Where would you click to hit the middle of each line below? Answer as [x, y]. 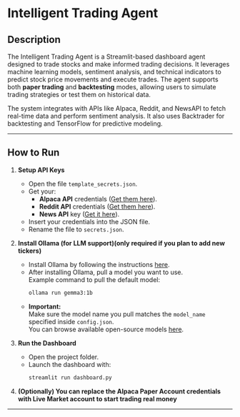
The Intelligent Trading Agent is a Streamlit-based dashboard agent [106, 56]
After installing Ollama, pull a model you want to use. [106, 272]
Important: [45, 306]
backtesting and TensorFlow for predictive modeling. [85, 124]
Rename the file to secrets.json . [76, 229]
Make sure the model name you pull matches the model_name [117, 314]
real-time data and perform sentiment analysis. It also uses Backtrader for [116, 116]
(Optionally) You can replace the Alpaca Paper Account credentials [119, 391]
